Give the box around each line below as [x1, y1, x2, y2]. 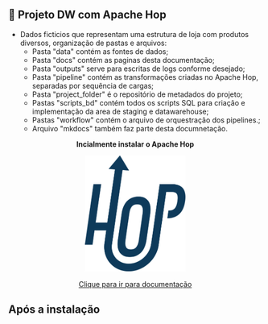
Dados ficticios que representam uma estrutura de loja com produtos [19, 29, 249, 39]
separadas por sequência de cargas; [31, 81, 155, 90]
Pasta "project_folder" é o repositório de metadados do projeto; [31, 89, 243, 99]
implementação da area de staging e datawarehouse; [31, 106, 209, 116]
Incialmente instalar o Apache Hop [76, 139, 195, 149]
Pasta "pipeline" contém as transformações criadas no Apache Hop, [31, 72, 259, 81]
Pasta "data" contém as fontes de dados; [31, 46, 169, 56]
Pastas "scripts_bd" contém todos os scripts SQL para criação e [31, 98, 245, 107]
